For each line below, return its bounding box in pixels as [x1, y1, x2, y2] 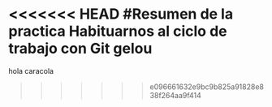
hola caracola [8, 66, 54, 75]
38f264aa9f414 [149, 90, 201, 100]
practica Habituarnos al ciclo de [8, 22, 227, 41]
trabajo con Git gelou [8, 40, 153, 58]
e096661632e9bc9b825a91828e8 [149, 82, 264, 92]
